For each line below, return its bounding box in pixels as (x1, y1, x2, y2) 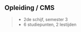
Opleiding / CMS (4, 4, 55, 12)
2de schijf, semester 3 (23, 16, 68, 22)
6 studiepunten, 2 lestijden (23, 21, 77, 27)
